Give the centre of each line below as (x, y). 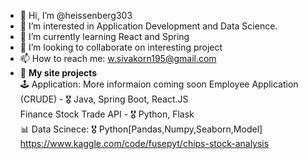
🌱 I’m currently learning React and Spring (104, 36)
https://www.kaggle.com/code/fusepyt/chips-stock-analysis (144, 143)
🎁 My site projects (58, 73)
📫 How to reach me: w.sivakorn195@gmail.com (118, 58)
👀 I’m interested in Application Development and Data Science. (148, 26)
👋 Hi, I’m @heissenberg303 (76, 15)
